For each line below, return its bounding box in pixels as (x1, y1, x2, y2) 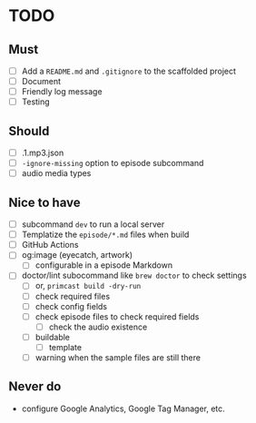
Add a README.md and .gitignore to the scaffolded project (21, 65, 237, 76)
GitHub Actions (21, 240, 79, 251)
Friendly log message (21, 86, 103, 97)
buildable (34, 331, 70, 342)
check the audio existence (48, 321, 148, 332)
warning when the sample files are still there (34, 351, 202, 363)
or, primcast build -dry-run (34, 280, 142, 291)
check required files (34, 290, 111, 301)
